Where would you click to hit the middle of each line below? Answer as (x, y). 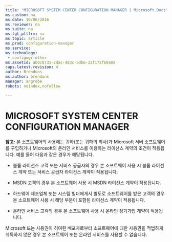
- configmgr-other (27, 58)
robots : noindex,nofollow (33, 86)
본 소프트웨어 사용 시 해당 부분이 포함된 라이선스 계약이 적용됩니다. (79, 200)
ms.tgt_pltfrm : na (25, 34)
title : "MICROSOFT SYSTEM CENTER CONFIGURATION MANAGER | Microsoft (80, 10)
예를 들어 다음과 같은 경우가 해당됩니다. (55, 155)
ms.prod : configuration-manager (40, 43)
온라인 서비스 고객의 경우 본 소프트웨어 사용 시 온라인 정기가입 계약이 (81, 211)
